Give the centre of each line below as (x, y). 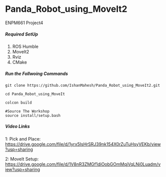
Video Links (18, 126)
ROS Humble (25, 46)
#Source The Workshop (27, 111)
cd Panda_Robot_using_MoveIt (35, 94)
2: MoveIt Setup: (22, 159)
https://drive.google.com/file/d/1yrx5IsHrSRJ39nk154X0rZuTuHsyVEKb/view (83, 144)
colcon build (19, 103)
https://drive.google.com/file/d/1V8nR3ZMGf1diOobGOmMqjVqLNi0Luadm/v (83, 164)
